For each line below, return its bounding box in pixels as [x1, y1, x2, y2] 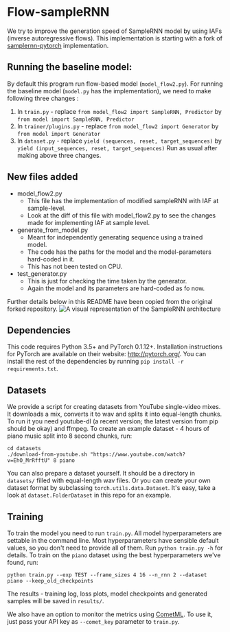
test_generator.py [16, 269, 67, 278]
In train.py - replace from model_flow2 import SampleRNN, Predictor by [16, 107, 222, 115]
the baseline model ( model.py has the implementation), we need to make [7, 86, 211, 95]
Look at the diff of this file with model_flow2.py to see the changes [27, 211, 216, 220]
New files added [7, 171, 78, 183]
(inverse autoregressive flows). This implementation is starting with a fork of [7, 34, 223, 42]
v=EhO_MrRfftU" [7, 457, 51, 464]
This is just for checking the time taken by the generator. [27, 277, 187, 285]
